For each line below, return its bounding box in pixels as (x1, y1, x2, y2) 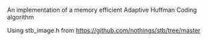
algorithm (7, 13, 34, 21)
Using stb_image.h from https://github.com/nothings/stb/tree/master (7, 27, 200, 34)
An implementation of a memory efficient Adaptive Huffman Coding (7, 6, 197, 14)
